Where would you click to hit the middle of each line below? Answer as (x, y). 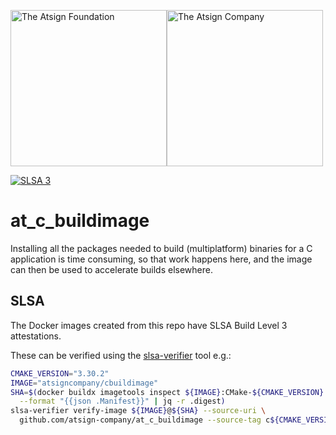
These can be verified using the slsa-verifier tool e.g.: (121, 355)
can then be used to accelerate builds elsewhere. (111, 269)
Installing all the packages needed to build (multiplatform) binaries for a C (161, 248)
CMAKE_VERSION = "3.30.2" (60, 373)
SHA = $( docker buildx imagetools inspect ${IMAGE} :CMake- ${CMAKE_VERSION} (167, 392)
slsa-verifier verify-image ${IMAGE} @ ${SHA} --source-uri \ (138, 411)
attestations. (36, 336)
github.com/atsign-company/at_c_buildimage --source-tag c (145, 420)
